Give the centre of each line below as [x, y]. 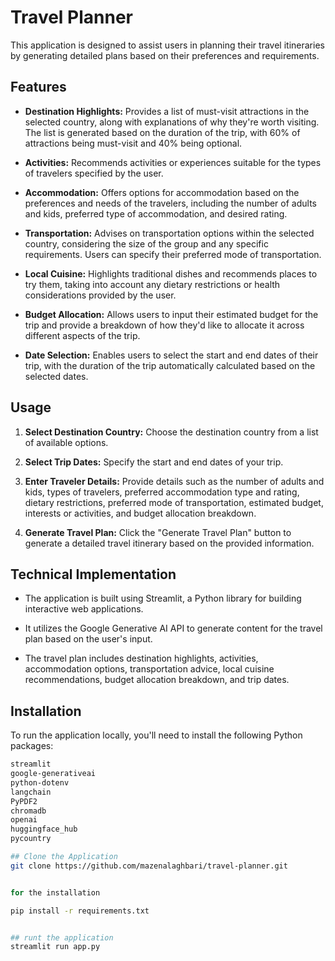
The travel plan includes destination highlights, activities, [141, 658]
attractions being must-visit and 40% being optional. [133, 143]
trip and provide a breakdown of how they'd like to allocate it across [164, 325]
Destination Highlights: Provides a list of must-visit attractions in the [167, 111]
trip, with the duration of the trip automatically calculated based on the [170, 365]
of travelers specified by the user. [94, 173]
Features [38, 87]
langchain [31, 792]
